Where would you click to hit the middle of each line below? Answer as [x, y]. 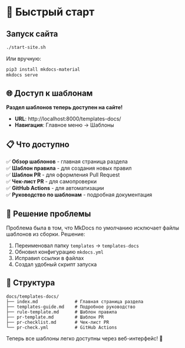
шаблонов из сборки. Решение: [46, 234]
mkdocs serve [22, 75]
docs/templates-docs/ [33, 296]
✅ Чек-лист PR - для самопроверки [52, 182]
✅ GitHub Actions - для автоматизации [55, 188]
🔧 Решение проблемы [49, 214]
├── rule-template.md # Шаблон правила [62, 312]
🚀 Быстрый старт [50, 12]
